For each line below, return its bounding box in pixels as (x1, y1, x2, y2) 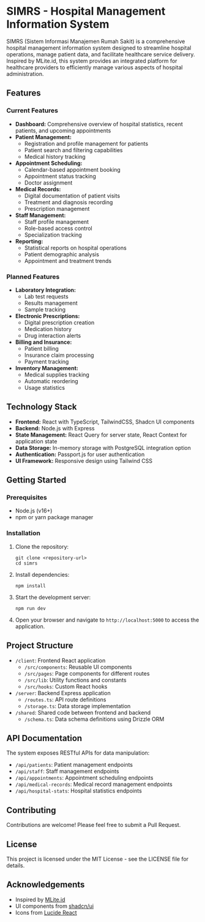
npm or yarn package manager (15, 514, 94, 521)
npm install (15, 582, 46, 589)
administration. (6, 70, 44, 77)
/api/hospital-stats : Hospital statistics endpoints (15, 787, 142, 794)
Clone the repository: (15, 543, 69, 550)
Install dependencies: (15, 571, 70, 578)
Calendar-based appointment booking (24, 166, 121, 173)
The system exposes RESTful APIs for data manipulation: (6, 749, 150, 756)
